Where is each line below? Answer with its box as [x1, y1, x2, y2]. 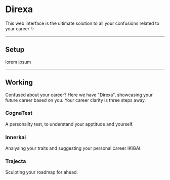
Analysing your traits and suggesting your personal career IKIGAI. [5, 145, 142, 151]
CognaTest [5, 110, 33, 117]
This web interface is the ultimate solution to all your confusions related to [5, 20, 159, 26]
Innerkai [5, 133, 26, 141]
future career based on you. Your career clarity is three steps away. [5, 97, 146, 103]
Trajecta [5, 158, 26, 165]
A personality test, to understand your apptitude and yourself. [5, 121, 134, 127]
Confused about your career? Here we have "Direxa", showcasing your [5, 92, 153, 98]
